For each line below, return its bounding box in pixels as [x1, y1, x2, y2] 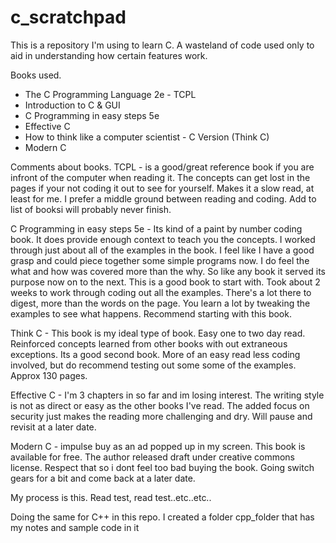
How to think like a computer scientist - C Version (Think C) [24, 131, 270, 143]
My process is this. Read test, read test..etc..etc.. [10, 491, 212, 503]
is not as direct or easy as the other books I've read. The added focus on [10, 399, 310, 411]
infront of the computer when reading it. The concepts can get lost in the [10, 171, 311, 183]
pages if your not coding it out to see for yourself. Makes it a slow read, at [10, 182, 315, 194]
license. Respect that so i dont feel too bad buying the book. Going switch [10, 461, 315, 473]
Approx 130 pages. [10, 369, 88, 381]
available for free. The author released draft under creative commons [10, 451, 295, 463]
